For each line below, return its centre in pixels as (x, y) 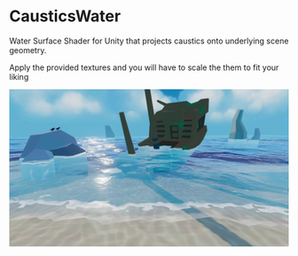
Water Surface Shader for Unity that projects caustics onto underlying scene (149, 41)
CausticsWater (65, 16)
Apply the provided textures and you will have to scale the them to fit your (144, 67)
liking (19, 76)
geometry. (28, 50)
